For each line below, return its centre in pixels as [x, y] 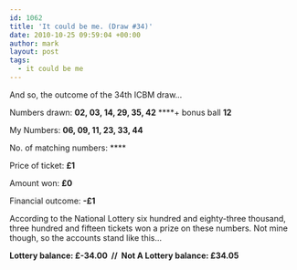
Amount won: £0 [41, 182]
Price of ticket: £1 [42, 165]
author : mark [34, 43]
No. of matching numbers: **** [68, 148]
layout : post [34, 52]
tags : [20, 60]
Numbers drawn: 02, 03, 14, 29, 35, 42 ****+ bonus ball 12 [121, 112]
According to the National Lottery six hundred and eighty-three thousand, [148, 218]
